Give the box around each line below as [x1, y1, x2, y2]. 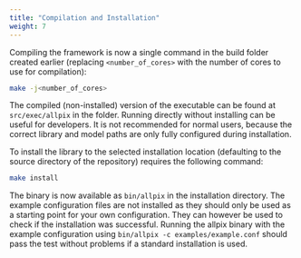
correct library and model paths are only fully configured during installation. [9, 129, 292, 140]
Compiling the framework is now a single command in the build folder [9, 46, 269, 57]
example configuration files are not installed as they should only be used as [9, 200, 292, 211]
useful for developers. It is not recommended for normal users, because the [9, 119, 293, 130]
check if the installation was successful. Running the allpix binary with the [9, 219, 286, 230]
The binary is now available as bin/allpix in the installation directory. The [9, 190, 286, 201]
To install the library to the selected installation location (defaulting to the [9, 146, 282, 157]
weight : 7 [9, 22, 47, 31]
